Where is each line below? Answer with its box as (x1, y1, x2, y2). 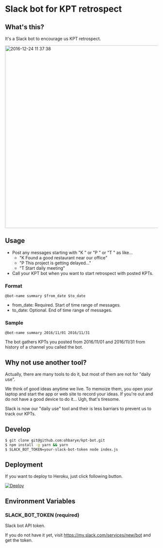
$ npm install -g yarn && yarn (5, 442, 68, 447)
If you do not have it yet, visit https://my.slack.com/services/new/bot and (5, 532, 151, 538)
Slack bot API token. (5, 523, 46, 528)
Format (5, 282, 23, 289)
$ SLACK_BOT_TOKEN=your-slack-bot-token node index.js (5, 447, 118, 452)
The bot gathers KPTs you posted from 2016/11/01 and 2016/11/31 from (5, 339, 146, 345)
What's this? (5, 23, 45, 31)
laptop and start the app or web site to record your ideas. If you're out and (5, 391, 153, 397)
